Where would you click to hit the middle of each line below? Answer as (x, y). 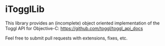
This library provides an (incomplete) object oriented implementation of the (82, 23)
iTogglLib (25, 9)
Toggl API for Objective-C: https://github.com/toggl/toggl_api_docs (74, 28)
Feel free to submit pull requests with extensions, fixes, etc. (66, 38)
